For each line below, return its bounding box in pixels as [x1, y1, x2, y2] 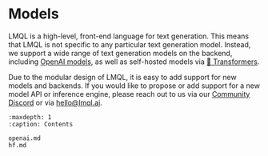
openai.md [8, 134, 42, 142]
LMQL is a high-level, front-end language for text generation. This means [8, 31, 250, 41]
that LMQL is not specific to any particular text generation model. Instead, [8, 39, 251, 49]
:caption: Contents [8, 120, 74, 128]
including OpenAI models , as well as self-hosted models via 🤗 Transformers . [8, 57, 260, 66]
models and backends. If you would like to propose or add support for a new [8, 81, 260, 90]
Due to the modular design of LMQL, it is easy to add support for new [8, 72, 238, 82]
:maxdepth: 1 [8, 113, 52, 121]
